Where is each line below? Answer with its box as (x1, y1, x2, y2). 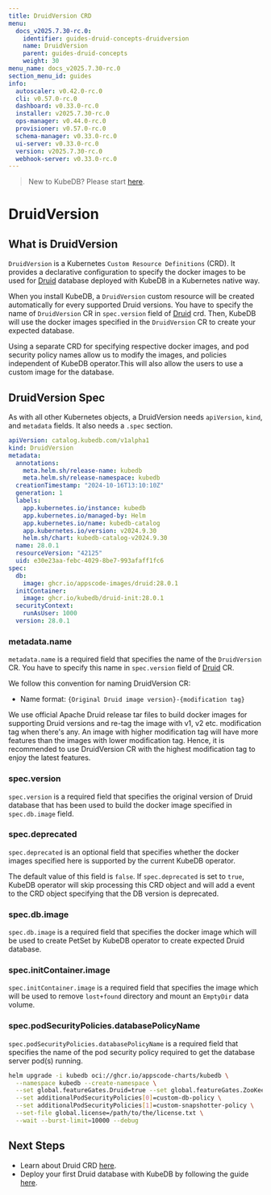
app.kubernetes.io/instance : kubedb (23, 504, 147, 512)
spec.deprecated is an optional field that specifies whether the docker (8, 847, 240, 857)
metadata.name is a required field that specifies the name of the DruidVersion (8, 654, 262, 664)
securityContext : (15, 602, 74, 610)
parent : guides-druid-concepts (23, 49, 128, 57)
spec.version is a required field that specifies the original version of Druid (8, 792, 253, 801)
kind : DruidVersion (8, 444, 74, 452)
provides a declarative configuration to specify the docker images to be (8, 268, 246, 277)
